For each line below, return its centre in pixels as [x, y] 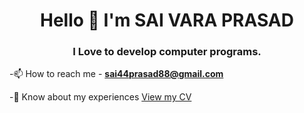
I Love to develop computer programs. [167, 52]
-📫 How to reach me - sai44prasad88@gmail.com [116, 74]
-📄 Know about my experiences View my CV [100, 97]
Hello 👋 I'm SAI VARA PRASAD [167, 20]
